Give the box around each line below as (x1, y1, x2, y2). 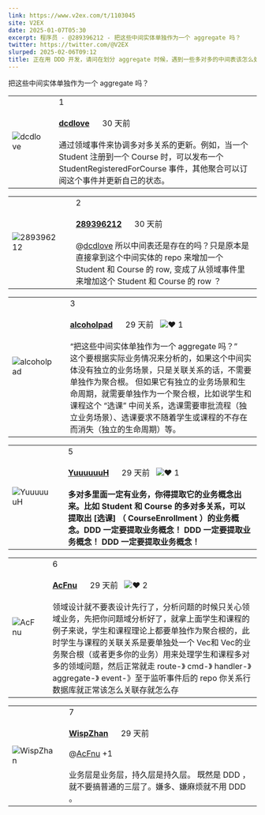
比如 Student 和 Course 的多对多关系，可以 (84, 501, 246, 512)
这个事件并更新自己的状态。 (66, 175, 170, 186)
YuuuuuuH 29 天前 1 (68, 467, 180, 478)
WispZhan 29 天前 (68, 727, 150, 738)
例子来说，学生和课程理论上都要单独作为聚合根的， (52, 625, 242, 636)
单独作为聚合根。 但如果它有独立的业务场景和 (69, 376, 238, 387)
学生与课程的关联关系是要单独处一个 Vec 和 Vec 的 (60, 637, 243, 648)
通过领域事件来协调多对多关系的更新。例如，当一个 (58, 139, 248, 150)
